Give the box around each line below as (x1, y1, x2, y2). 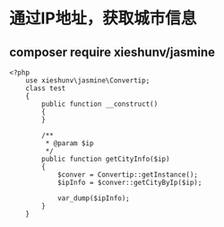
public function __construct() (41, 100, 159, 109)
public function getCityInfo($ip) (41, 154, 170, 163)
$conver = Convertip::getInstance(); (56, 170, 199, 179)
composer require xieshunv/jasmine (9, 44, 216, 59)
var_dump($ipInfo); (56, 194, 130, 203)
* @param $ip (45, 139, 94, 148)
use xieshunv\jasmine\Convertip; (25, 76, 151, 85)
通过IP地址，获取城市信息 (9, 8, 197, 29)
